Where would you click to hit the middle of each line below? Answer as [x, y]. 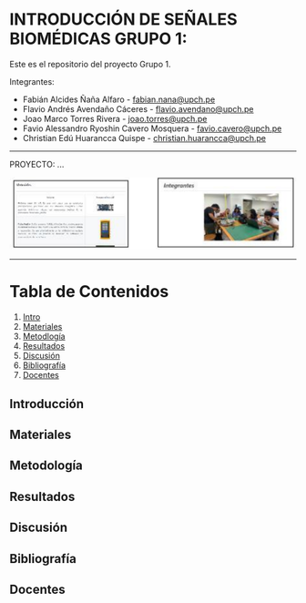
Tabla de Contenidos [89, 292]
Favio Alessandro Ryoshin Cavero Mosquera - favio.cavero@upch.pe [152, 128]
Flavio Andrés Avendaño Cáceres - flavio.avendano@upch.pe [138, 108]
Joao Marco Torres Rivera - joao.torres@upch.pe [115, 118]
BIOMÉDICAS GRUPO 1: [99, 39]
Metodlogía [44, 336]
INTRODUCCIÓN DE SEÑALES [124, 20]
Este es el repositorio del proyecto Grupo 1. [90, 64]
